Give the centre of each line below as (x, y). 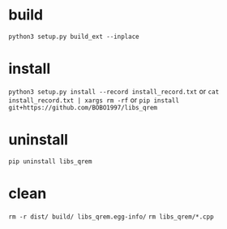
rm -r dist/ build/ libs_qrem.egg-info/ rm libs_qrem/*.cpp (111, 217)
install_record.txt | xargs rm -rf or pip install (94, 100)
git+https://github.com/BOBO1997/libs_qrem (83, 107)
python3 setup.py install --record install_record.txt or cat (114, 91)
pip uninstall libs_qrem (50, 161)
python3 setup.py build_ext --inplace (74, 37)
